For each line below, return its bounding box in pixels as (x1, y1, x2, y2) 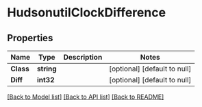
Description (63, 53, 103, 62)
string (36, 64, 57, 73)
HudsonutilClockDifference (7, 5, 166, 21)
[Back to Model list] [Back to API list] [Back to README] (7, 93, 164, 101)
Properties (7, 32, 53, 44)
